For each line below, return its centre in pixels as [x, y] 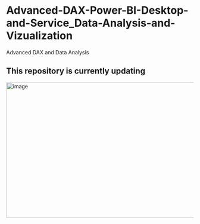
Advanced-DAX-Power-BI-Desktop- [97, 10]
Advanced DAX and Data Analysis [48, 52]
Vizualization [40, 36]
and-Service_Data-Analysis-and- [91, 23]
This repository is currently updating [76, 71]
